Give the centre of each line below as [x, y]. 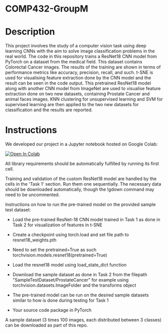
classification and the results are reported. [49, 110]
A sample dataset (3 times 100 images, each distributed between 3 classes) [83, 320]
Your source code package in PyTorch [52, 310]
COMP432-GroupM [47, 9]
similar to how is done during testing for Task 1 [60, 300]
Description [30, 32]
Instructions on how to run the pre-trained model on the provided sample [80, 205]
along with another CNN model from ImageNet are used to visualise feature [83, 89]
